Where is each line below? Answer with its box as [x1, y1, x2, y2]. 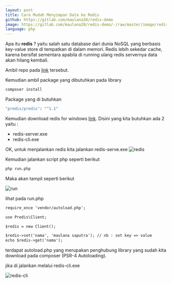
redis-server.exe [12, 130, 48, 137]
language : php [5, 27, 36, 32]
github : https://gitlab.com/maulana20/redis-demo [5, 17, 114, 22]
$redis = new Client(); [5, 224, 56, 229]
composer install [5, 87, 42, 92]
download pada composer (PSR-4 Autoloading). [5, 253, 107, 259]
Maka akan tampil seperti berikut [5, 175, 75, 181]
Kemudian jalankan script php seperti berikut [5, 156, 100, 162]
